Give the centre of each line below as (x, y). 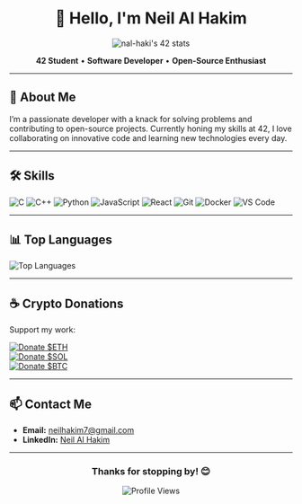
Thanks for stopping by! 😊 (151, 471)
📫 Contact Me (51, 404)
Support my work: (43, 330)
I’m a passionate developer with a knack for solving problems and (131, 119)
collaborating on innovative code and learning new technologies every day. (148, 137)
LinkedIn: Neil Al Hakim (66, 440)
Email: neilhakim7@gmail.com (78, 430)
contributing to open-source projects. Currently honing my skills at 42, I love (151, 128)
